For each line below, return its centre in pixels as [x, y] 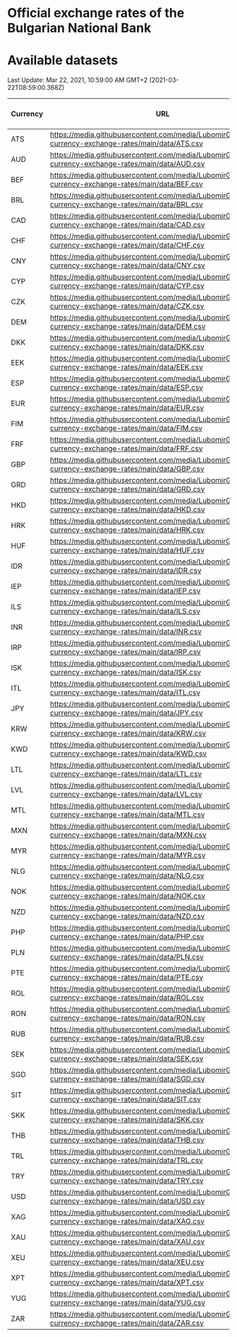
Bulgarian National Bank [79, 28]
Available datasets [63, 60]
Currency [27, 114]
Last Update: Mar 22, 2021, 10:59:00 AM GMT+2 [78, 80]
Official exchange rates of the [96, 13]
